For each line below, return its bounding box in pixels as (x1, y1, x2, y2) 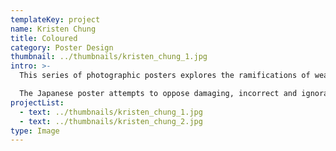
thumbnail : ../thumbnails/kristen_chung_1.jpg (10, 52, 208, 62)
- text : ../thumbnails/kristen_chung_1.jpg (19, 107, 203, 117)
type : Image (10, 126, 60, 136)
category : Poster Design (10, 42, 114, 53)
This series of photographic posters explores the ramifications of (19, 71, 311, 81)
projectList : (10, 97, 65, 108)
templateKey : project (10, 14, 101, 25)
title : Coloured (10, 33, 78, 43)
